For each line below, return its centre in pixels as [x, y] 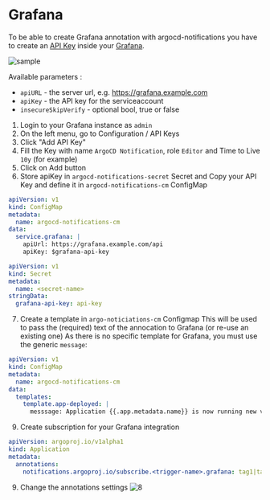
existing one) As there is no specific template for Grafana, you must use [139, 336]
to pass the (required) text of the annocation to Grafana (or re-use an [134, 328]
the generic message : [53, 345]
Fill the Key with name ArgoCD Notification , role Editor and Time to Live [140, 150]
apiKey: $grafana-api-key [66, 252]
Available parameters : [45, 76]
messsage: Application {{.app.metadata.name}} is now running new [143, 412]
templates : [34, 397]
